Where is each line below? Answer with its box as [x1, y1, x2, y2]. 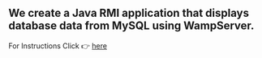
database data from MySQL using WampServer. [8, 19, 255, 33]
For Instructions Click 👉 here [8, 40, 108, 51]
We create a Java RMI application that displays [8, 6, 250, 20]
